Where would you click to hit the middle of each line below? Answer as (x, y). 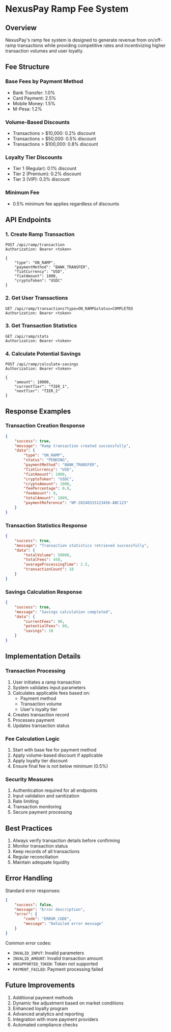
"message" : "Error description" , (50, 909)
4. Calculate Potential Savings (43, 354)
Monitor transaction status (40, 846)
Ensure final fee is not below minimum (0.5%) (60, 766)
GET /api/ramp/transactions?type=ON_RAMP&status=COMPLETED (69, 309)
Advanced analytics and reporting (48, 1014)
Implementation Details (43, 656)
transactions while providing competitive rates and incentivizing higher (91, 45)
